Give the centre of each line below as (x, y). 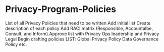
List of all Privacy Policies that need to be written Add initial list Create (78, 23)
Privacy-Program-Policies (61, 9)
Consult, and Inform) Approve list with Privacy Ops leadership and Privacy (82, 33)
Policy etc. (16, 44)
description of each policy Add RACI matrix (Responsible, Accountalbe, (79, 28)
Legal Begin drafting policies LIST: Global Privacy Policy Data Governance (82, 39)
